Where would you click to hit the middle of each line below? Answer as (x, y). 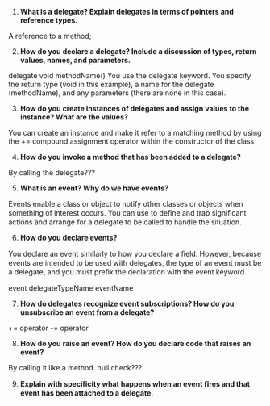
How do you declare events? (69, 238)
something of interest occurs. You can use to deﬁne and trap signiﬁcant (127, 213)
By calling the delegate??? (52, 172)
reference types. (49, 20)
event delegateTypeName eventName (71, 288)
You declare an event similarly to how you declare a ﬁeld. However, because (135, 254)
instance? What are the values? (74, 117)
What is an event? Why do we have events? (94, 188)
